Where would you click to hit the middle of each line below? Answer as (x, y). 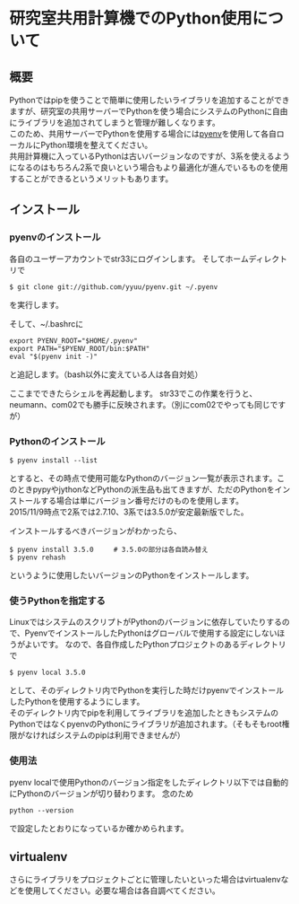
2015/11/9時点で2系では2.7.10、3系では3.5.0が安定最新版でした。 (129, 512)
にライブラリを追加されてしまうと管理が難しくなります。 (115, 123)
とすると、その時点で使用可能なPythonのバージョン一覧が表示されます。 (143, 478)
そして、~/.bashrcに (46, 323)
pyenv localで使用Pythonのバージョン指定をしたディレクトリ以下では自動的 (149, 782)
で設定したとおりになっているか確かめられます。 (99, 828)
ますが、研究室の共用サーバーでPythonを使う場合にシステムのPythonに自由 (149, 111)
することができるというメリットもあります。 (91, 179)
